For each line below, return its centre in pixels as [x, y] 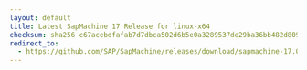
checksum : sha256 [42, 35]
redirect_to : [34, 43]
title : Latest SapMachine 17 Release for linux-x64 [110, 26]
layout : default [40, 18]
